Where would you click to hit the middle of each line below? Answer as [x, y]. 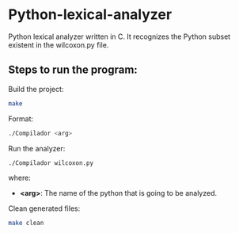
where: [20, 178]
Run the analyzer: [37, 148]
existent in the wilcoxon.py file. [59, 44]
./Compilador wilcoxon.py [51, 163]
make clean [26, 223]
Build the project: [36, 89]
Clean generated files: [44, 208]
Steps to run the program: [73, 70]
